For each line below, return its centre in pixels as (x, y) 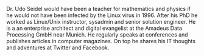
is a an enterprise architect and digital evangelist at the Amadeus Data (94, 28)
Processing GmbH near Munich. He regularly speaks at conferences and (97, 35)
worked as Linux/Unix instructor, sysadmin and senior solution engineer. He (101, 22)
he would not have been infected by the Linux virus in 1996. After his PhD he (102, 15)
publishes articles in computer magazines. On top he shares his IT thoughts (101, 41)
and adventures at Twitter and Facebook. (58, 47)
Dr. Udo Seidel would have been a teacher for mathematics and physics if (98, 9)
